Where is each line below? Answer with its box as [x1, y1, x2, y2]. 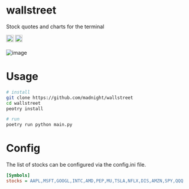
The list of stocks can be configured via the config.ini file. [6, 161, 146, 168]
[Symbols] [6, 173, 31, 178]
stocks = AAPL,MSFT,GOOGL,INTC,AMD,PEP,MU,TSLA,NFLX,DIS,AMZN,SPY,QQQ [6, 178, 184, 184]
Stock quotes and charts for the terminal [6, 23, 105, 30]
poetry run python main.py [6, 122, 73, 128]
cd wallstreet [6, 100, 41, 106]
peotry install [6, 105, 44, 112]
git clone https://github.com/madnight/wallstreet [6, 95, 133, 101]
